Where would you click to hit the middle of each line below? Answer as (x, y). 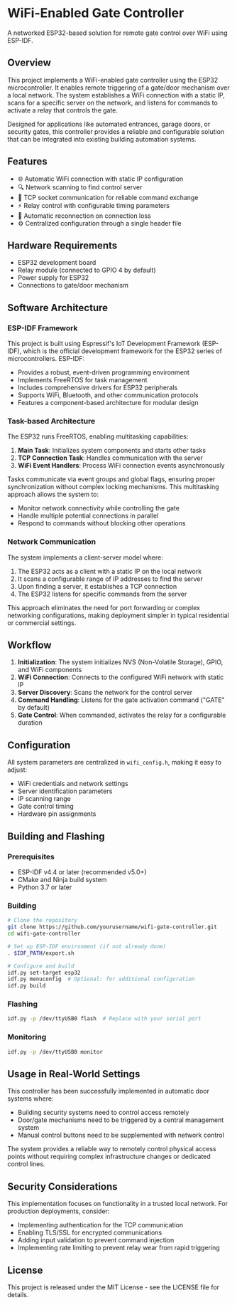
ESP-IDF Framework (43, 327)
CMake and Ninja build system (62, 879)
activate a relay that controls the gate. (63, 110)
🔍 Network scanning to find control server (80, 187)
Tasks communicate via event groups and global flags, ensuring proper (111, 479)
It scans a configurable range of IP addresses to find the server (110, 579)
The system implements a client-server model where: (85, 557)
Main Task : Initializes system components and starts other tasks (112, 451)
